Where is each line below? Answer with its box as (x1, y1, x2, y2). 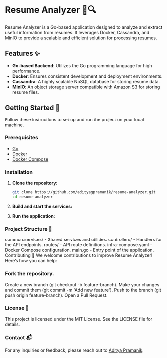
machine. (5, 122, 24, 128)
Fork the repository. (5, 270, 54, 277)
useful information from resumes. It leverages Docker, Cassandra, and (5, 29, 150, 35)
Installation (5, 168, 33, 175)
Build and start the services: (12, 203, 72, 209)
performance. (12, 68, 41, 74)
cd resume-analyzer (12, 194, 53, 200)
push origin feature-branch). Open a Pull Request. (5, 292, 108, 298)
